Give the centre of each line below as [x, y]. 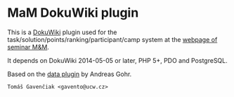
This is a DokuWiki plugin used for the [62, 32]
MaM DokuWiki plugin [73, 13]
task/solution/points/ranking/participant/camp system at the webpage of [112, 39]
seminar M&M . [28, 47]
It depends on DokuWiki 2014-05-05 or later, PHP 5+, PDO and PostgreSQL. [118, 60]
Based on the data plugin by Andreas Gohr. [70, 74]
